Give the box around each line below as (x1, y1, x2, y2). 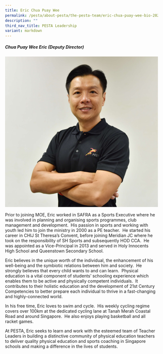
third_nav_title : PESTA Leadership (5, 23, 77, 28)
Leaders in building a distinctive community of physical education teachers (5, 333, 155, 339)
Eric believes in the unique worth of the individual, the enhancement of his (5, 258, 154, 264)
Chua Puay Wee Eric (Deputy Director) (5, 44, 84, 50)
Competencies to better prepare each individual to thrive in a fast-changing (5, 288, 156, 294)
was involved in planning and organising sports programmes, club (5, 217, 137, 223)
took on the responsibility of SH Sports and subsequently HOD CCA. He (5, 238, 149, 244)
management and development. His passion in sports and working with (5, 222, 148, 228)
